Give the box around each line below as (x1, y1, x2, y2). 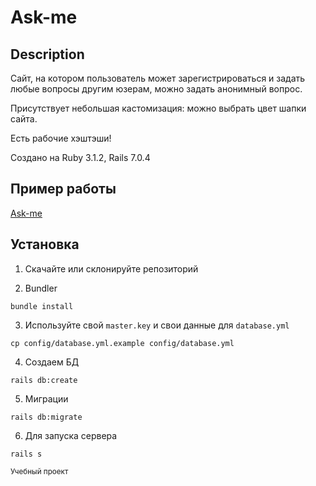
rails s (10, 449, 43, 459)
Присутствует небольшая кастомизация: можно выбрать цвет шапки (10, 102, 307, 114)
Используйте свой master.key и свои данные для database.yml (24, 319, 290, 331)
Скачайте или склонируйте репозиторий (24, 262, 199, 275)
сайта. (10, 113, 38, 125)
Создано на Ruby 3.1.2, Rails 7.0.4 (10, 152, 151, 163)
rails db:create (10, 375, 78, 385)
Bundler (24, 282, 58, 294)
